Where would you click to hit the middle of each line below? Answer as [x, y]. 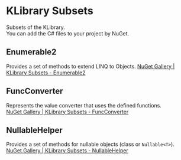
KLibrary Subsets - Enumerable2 [46, 73]
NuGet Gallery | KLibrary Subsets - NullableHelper [67, 151]
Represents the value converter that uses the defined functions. [84, 105]
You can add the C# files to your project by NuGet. [68, 33]
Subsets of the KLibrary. [35, 27]
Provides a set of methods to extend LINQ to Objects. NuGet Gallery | [90, 66]
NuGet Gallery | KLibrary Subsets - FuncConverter [67, 112]
